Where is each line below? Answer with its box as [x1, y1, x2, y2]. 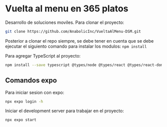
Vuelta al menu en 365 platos [5, 3, 128, 14]
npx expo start [5, 118, 37, 123]
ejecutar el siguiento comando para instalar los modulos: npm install [5, 43, 147, 49]
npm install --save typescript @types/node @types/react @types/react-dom [5, 63, 164, 67]
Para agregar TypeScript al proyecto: [5, 53, 81, 59]
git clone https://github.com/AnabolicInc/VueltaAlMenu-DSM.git [5, 29, 141, 34]
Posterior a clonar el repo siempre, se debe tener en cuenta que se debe [5, 38, 154, 44]
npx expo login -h [5, 99, 43, 104]
